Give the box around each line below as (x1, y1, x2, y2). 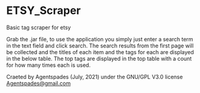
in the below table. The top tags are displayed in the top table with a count (6, 55, 192, 62)
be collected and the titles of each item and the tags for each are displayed (6, 48, 195, 55)
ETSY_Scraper (6, 4, 81, 18)
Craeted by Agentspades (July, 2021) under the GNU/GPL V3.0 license (6, 73, 184, 80)
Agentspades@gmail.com (6, 80, 71, 87)
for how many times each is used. (6, 61, 91, 69)
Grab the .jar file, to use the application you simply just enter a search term (6, 35, 193, 43)
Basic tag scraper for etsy (6, 24, 71, 31)
